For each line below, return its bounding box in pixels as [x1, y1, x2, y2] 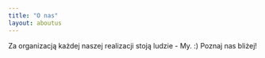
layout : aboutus [8, 19, 62, 27]
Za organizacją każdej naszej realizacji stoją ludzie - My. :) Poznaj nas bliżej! [8, 41, 258, 50]
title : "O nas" [8, 11, 59, 20]
